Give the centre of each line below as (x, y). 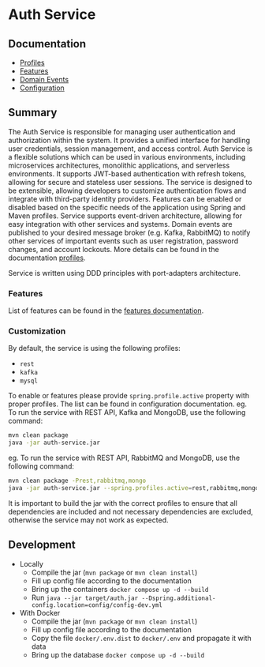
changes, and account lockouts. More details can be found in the (114, 249)
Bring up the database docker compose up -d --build (118, 654)
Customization (37, 331)
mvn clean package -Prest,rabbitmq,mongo (77, 481)
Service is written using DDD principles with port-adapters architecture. (125, 273)
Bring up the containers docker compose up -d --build (120, 589)
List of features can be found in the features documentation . (106, 311)
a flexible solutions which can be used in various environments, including (127, 156)
